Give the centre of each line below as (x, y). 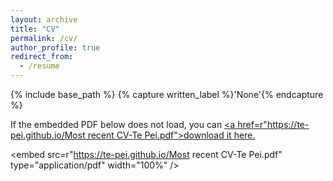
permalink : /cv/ (44, 38)
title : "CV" (35, 29)
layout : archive (44, 19)
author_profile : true (55, 47)
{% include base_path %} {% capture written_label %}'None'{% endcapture (167, 94)
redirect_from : (42, 57)
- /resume (39, 66)
